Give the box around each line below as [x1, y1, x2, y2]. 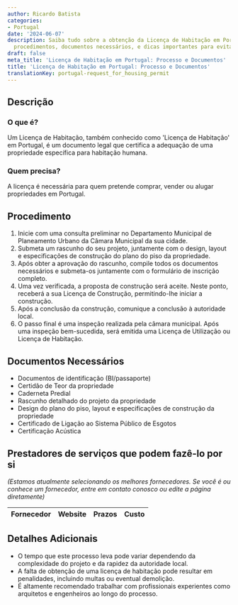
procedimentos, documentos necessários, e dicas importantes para [13, 43, 214, 50]
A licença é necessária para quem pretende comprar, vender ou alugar [7, 182, 214, 191]
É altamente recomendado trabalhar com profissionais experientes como [17, 582, 231, 590]
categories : [7, 17, 42, 24]
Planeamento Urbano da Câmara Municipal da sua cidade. [17, 237, 188, 245]
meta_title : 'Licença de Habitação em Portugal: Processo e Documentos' [7, 57, 227, 64]
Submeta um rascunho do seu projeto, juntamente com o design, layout [17, 244, 227, 252]
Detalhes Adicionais [7, 533, 98, 545]
